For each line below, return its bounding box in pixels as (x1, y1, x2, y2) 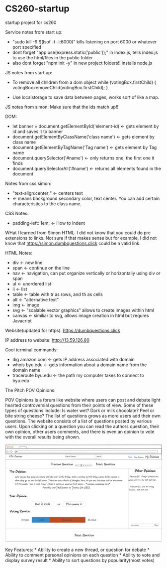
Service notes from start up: (5, 29, 63, 35)
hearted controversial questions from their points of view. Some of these (5, 402, 154, 408)
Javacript (12, 317, 32, 324)
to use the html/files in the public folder (12, 54, 93, 60)
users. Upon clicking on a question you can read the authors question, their (5, 423, 160, 429)
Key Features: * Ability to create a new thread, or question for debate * (5, 547, 150, 553)
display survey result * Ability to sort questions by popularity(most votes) (5, 558, 155, 564)
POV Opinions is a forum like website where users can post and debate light (5, 397, 161, 403)
